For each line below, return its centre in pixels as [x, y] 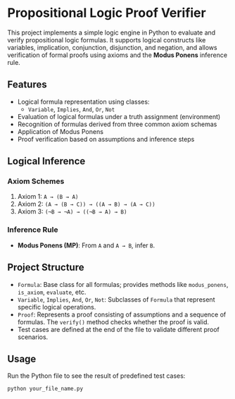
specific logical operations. [57, 307]
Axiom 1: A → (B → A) [48, 197]
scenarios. [33, 337]
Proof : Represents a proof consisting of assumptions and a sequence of [122, 314]
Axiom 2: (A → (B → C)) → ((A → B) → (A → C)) [87, 204]
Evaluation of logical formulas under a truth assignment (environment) [119, 116]
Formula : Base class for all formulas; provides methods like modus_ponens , [123, 284]
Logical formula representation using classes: [83, 102]
